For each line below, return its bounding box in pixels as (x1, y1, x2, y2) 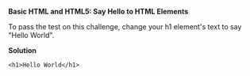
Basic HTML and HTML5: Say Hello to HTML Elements (8, 7, 189, 16)
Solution (8, 46, 37, 55)
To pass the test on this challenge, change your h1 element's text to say (8, 22, 242, 31)
